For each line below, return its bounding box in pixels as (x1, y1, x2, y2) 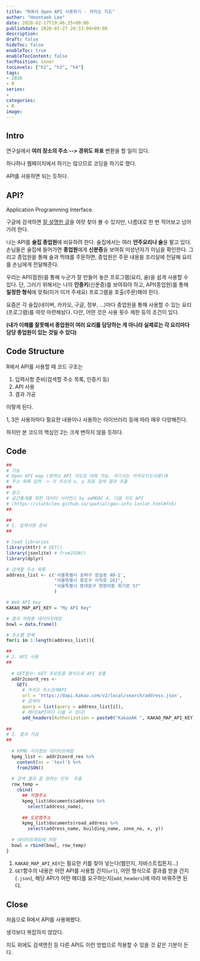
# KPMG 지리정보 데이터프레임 (11, 748, 74, 754)
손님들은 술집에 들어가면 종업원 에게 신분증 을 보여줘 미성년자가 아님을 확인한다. (6, 246, 187, 253)
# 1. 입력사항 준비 (6, 523, 47, 529)
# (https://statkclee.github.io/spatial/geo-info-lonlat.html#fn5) (6, 500, 177, 507)
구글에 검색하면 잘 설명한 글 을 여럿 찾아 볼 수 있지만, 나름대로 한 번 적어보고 (6, 218, 180, 225)
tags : (6, 70, 20, 76)
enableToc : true (6, 48, 46, 54)
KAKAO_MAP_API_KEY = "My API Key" (6, 605, 92, 611)
